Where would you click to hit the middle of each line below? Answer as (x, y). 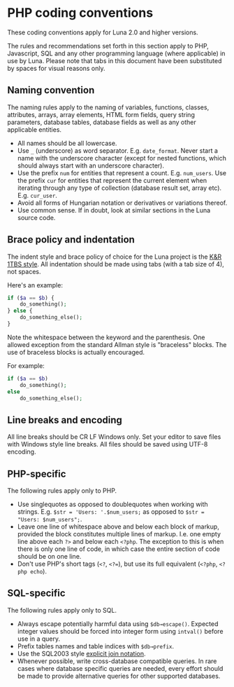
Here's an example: (35, 285)
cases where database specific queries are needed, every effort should (120, 668)
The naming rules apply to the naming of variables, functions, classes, (108, 107)
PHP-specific (37, 474)
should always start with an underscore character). (90, 165)
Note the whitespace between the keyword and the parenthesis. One (106, 337)
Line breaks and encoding (65, 420)
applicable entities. (34, 129)
